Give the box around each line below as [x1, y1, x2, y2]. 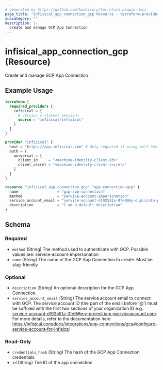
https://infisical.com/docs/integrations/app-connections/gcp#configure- [12, 321, 158, 327]
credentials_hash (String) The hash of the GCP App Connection [12, 349, 140, 355]
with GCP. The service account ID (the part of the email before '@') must [12, 300, 158, 306]
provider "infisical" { [5, 139, 53, 145]
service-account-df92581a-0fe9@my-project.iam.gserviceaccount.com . [12, 310, 157, 316]
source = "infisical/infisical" [17, 118, 83, 122]
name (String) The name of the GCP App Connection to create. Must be [12, 256, 153, 262]
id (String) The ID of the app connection [12, 360, 93, 366]
